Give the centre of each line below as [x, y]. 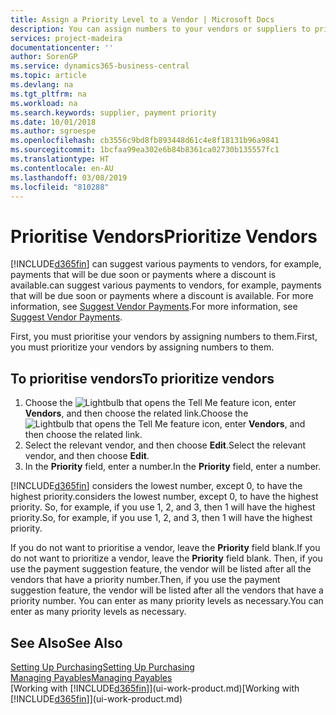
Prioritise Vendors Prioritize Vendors [164, 236]
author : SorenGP [44, 57]
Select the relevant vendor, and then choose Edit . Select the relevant [165, 445]
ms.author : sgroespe [53, 131]
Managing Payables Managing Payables [91, 677]
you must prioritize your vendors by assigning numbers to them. [142, 347]
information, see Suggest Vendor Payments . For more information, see [154, 307]
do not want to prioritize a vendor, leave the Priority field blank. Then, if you [166, 558]
